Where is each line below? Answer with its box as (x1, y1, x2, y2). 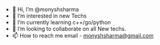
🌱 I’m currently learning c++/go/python (12, 19, 112, 26)
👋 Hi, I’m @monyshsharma (12, 6, 79, 13)
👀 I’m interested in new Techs (12, 12, 87, 19)
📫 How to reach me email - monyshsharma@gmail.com (12, 32, 154, 39)
